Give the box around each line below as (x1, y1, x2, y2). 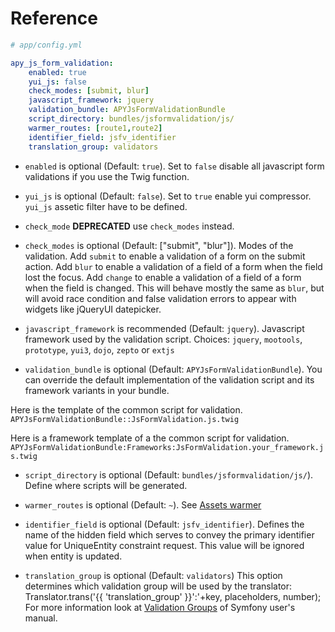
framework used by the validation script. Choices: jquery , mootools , (24, 333, 303, 345)
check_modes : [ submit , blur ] (28, 86, 150, 96)
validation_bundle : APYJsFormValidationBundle (28, 105, 226, 115)
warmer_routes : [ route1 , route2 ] (28, 123, 163, 133)
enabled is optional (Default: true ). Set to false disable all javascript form (24, 160, 325, 172)
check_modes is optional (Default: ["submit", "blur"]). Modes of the (24, 239, 294, 251)
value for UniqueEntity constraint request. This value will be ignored (24, 539, 305, 551)
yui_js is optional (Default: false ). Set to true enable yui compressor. (24, 190, 312, 202)
